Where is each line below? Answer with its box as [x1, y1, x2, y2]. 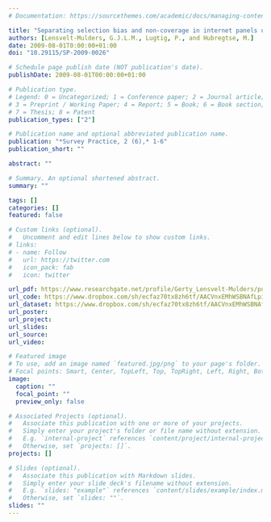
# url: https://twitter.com [8, 256, 110, 264]
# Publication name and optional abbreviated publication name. [8, 130, 229, 138]
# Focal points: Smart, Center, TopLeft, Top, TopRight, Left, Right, [8, 368, 251, 376]
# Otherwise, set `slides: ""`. [8, 494, 125, 503]
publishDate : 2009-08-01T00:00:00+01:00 [8, 71, 147, 79]
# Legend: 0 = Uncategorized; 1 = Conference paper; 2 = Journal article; [8, 93, 265, 101]
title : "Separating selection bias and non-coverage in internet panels [8, 26, 258, 35]
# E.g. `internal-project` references [8, 435, 147, 443]
